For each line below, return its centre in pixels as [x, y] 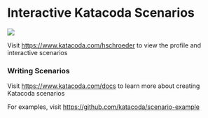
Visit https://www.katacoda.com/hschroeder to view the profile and [104, 45]
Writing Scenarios [39, 71]
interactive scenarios [37, 52]
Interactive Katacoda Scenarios [101, 13]
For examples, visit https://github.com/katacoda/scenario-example [103, 107]
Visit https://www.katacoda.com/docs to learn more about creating [104, 86]
